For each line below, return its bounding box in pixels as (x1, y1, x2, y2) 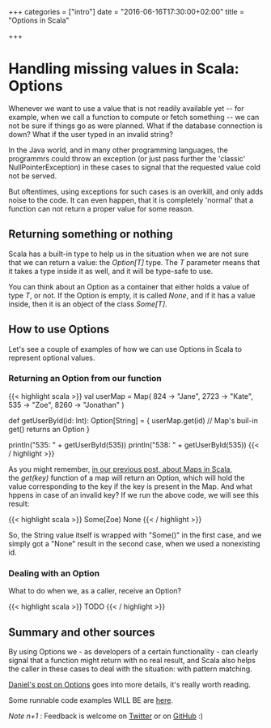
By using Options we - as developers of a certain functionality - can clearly (8, 646, 259, 656)
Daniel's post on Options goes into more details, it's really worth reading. (8, 679, 251, 689)
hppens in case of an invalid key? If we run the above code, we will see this (8, 490, 259, 499)
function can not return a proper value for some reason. (8, 203, 194, 213)
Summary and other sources (8, 625, 155, 639)
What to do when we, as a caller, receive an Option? (8, 586, 182, 596)
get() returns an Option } (8, 424, 91, 434)
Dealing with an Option (8, 567, 100, 579)
